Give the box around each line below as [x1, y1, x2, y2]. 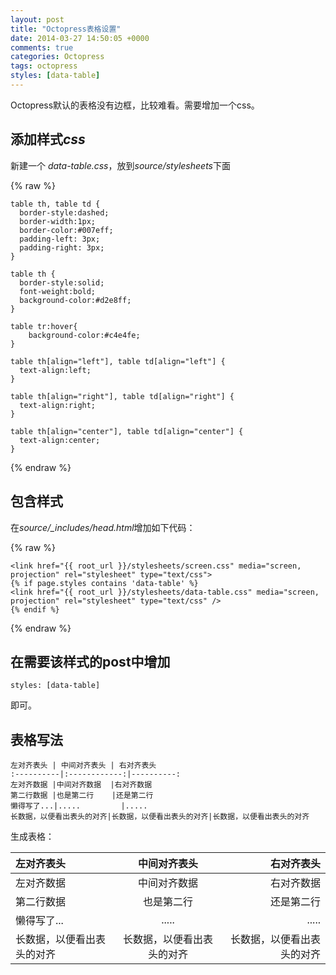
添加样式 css [10, 131, 86, 148]
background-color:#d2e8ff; [19, 295, 132, 305]
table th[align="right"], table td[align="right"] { [10, 391, 235, 401]
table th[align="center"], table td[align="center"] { [10, 426, 244, 436]
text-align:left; [19, 365, 92, 375]
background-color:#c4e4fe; [28, 330, 141, 340]
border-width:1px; [19, 216, 97, 226]
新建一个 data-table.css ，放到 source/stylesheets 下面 [10, 159, 231, 171]
